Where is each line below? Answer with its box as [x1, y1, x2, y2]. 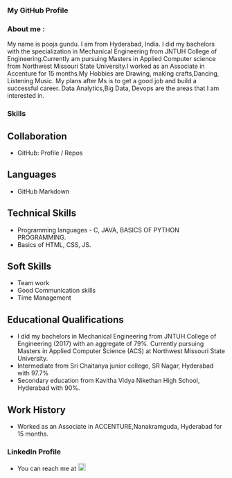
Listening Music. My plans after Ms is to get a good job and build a [7, 77, 197, 85]
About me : [7, 24, 45, 33]
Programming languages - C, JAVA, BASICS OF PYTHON [17, 225, 180, 234]
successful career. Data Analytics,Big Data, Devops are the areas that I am [7, 84, 220, 92]
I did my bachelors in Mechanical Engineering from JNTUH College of [17, 332, 217, 341]
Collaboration [7, 130, 67, 142]
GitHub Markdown [17, 187, 70, 196]
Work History [7, 404, 66, 416]
